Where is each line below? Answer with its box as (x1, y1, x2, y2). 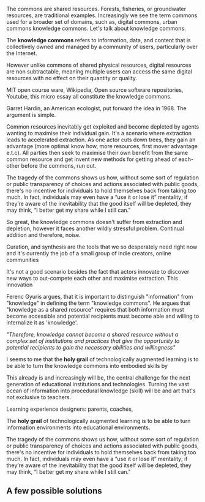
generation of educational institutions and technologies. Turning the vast (6, 381, 190, 388)
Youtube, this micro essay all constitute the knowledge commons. (6, 93, 173, 100)
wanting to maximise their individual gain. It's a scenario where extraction (6, 130, 192, 137)
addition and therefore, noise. (6, 231, 81, 238)
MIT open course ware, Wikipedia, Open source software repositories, (6, 86, 184, 94)
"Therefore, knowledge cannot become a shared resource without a (6, 331, 179, 338)
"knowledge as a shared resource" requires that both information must (6, 306, 185, 313)
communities (6, 257, 39, 263)
